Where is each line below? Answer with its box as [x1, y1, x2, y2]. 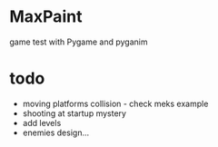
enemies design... [22, 127, 90, 138]
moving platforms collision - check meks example [22, 98, 209, 109]
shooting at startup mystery [22, 107, 127, 119]
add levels [22, 117, 62, 128]
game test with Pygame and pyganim [9, 36, 148, 47]
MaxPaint [9, 6, 83, 27]
